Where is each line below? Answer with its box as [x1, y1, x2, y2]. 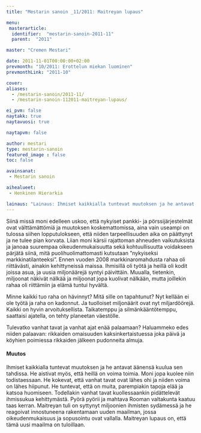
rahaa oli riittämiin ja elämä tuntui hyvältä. [6, 281, 109, 288]
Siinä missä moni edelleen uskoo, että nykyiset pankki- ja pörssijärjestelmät [6, 217, 193, 225]
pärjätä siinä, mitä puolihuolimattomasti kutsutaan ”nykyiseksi [6, 249, 158, 256]
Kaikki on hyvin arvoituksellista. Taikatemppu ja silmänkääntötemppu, [6, 306, 178, 313]
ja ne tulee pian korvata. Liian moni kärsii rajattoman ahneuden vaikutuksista [6, 237, 195, 244]
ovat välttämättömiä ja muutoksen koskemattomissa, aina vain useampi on [6, 223, 190, 231]
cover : [6, 80, 23, 86]
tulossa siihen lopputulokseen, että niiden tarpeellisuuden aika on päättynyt [6, 230, 193, 237]
